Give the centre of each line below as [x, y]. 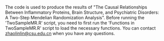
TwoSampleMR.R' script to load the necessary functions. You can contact [81, 28]
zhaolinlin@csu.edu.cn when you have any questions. [60, 33]
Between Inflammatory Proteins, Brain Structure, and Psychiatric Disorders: [82, 12]
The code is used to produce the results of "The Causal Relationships [76, 7]
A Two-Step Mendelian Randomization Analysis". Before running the [75, 18]
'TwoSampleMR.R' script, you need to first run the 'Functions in [70, 23]
